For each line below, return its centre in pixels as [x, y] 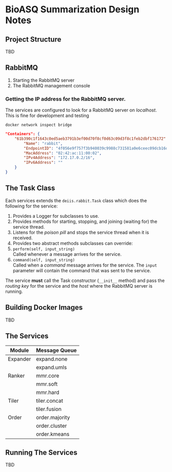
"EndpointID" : [39, 148]
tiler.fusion [49, 409]
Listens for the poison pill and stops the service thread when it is [81, 232]
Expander [19, 359]
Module [19, 350]
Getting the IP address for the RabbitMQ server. [66, 99]
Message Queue [56, 350]
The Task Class [30, 188]
